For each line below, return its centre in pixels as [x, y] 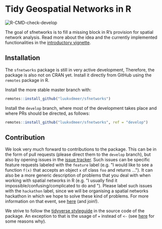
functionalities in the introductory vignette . [48, 42]
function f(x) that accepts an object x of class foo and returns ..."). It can [79, 170]
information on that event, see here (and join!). [52, 202]
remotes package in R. [27, 80]
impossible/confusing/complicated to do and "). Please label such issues [79, 186]
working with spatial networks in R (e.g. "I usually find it [61, 180]
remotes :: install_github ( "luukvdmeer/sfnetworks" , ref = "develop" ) [77, 122]
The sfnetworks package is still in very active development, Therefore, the [80, 70]
